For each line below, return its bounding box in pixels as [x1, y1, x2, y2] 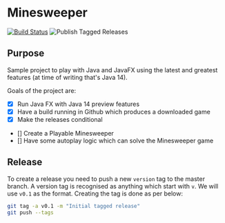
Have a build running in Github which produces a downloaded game [17, 107, 211, 116]
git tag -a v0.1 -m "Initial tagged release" [7, 202, 140, 209]
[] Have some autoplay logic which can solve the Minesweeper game [17, 136, 214, 145]
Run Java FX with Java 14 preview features [17, 100, 140, 108]
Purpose [7, 47, 45, 59]
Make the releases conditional [17, 115, 103, 123]
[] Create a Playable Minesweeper [17, 129, 114, 137]
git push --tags [7, 209, 54, 216]
